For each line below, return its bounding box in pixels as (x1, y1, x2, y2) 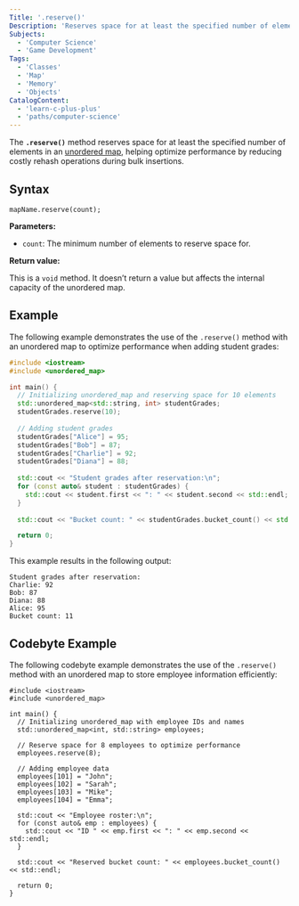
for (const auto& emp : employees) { (17, 819, 158, 828)
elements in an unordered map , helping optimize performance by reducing (9, 146, 282, 157)
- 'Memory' (17, 79, 58, 88)
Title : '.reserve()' (9, 12, 86, 22)
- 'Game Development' (17, 46, 98, 55)
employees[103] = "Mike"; (17, 788, 114, 796)
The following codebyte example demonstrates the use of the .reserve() (9, 659, 278, 670)
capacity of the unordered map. (9, 282, 126, 292)
